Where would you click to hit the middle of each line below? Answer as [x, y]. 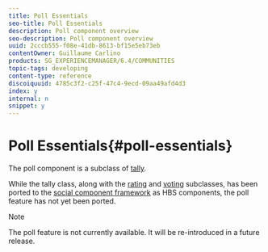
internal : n [28, 99]
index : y [23, 91]
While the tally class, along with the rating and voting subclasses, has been [133, 184]
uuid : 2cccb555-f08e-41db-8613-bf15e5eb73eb [84, 46]
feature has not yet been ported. [62, 201]
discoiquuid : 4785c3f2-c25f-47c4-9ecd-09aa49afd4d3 [97, 83]
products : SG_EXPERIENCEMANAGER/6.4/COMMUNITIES [92, 61]
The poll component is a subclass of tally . [77, 168]
